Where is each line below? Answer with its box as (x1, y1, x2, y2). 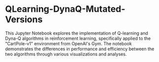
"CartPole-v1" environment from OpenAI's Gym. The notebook (5, 40, 132, 46)
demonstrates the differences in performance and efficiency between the (5, 46, 155, 52)
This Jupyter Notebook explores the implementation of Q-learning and (5, 30, 148, 36)
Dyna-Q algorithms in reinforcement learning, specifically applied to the (5, 35, 151, 41)
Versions (5, 14, 43, 25)
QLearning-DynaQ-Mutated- (5, 3, 125, 15)
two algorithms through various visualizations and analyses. (5, 51, 127, 57)
